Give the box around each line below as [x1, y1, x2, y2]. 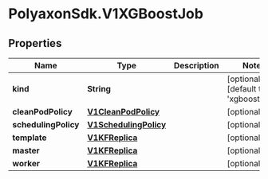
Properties [8, 37, 62, 50]
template [12, 132, 47, 143]
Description [174, 60, 219, 71]
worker [12, 158, 40, 169]
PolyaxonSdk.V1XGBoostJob [8, 5, 203, 23]
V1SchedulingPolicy [87, 119, 167, 130]
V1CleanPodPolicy [87, 107, 160, 117]
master [12, 145, 40, 156]
